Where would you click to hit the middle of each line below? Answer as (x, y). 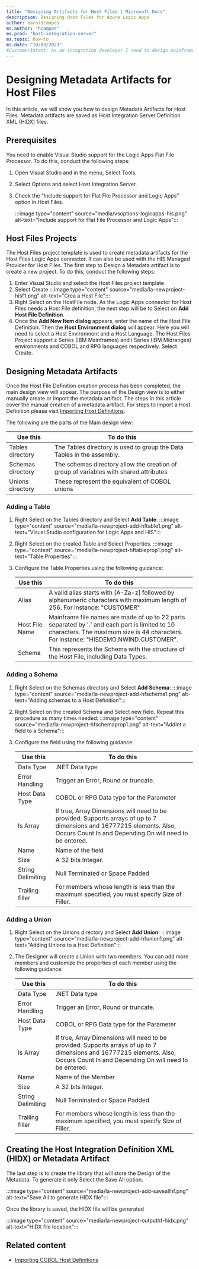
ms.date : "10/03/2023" (34, 45)
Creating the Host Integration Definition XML (90, 1150)
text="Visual (30, 532)
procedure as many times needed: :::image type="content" (86, 718)
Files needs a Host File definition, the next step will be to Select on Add (102, 308)
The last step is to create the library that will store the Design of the (88, 1173)
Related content (36, 1245)
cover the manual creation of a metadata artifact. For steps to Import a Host (98, 405)
